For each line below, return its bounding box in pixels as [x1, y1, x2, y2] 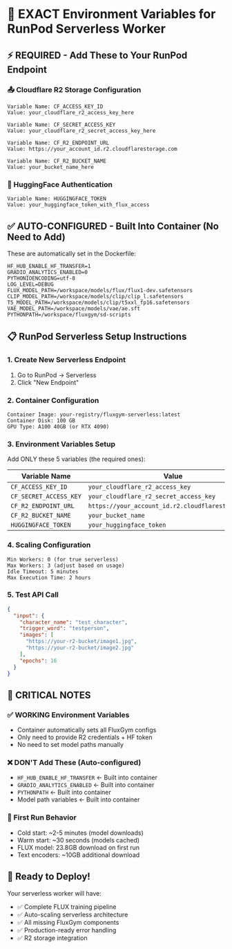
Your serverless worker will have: [7, 889, 101, 897]
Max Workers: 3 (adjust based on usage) [7, 562, 126, 569]
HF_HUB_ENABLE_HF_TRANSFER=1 [7, 262, 91, 269]
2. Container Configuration [7, 395, 99, 405]
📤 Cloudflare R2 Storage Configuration [7, 84, 142, 94]
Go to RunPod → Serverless [17, 370, 97, 379]
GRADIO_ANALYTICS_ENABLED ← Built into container [17, 781, 155, 789]
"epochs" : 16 [19, 657, 57, 664]
